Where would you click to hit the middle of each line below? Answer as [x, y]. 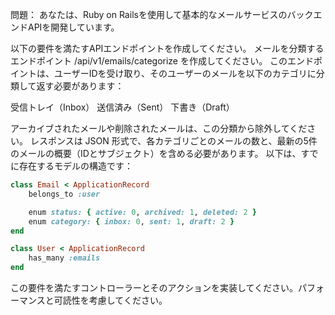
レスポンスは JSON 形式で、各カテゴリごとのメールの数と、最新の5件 [173, 141]
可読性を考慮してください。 [110, 300]
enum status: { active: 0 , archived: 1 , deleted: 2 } [142, 212]
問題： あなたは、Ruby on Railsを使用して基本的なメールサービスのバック [162, 14]
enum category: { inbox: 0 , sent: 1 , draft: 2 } [131, 221]
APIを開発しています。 [73, 27]
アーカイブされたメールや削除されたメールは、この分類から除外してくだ [159, 128]
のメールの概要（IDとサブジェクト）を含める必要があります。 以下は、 [156, 153]
